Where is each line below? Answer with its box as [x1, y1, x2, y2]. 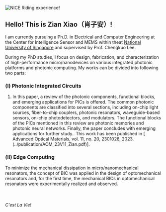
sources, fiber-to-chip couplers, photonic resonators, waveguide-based [12, 109, 160, 115]
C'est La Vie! [5, 202, 31, 208]
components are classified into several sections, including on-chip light [12, 105, 159, 110]
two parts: [5, 70, 26, 76]
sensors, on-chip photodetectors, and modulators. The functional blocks [12, 115, 162, 121]
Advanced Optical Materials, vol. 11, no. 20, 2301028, [12, 136, 121, 142]
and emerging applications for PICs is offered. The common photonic [12, 99, 154, 105]
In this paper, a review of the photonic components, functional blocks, [12, 94, 156, 100]
